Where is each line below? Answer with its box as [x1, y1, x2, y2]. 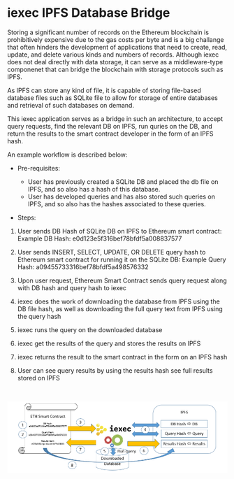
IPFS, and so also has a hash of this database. [27, 185, 161, 193]
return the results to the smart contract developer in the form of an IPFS [7, 129, 214, 138]
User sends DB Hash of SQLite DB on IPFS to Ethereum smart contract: [17, 227, 222, 235]
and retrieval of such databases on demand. [7, 101, 135, 109]
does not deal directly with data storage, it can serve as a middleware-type [7, 57, 224, 66]
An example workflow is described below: [7, 150, 128, 159]
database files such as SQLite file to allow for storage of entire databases [7, 93, 219, 102]
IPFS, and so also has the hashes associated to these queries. [27, 199, 206, 208]
